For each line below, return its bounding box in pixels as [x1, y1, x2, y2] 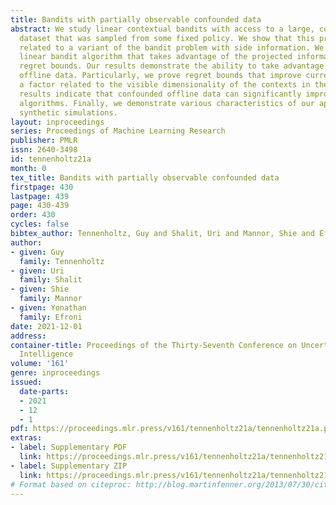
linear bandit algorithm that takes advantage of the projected [19, 52, 293, 62]
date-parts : [19, 386, 70, 396]
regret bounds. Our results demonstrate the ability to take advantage [19, 61, 325, 71]
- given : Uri [10, 266, 65, 276]
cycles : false [10, 219, 70, 230]
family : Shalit [19, 275, 83, 285]
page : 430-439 [10, 201, 70, 211]
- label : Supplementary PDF [10, 442, 128, 453]
